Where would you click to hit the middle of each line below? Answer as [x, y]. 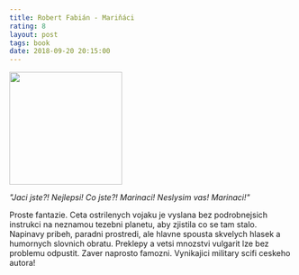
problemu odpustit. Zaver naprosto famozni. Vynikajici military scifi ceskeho [150, 253]
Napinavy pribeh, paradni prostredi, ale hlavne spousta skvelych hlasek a [145, 234]
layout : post [34, 34]
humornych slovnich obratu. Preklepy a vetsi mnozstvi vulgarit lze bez [139, 243]
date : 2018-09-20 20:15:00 [60, 51]
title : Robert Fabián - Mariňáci [72, 18]
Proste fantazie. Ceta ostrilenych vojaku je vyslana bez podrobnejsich [139, 215]
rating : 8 [28, 26]
